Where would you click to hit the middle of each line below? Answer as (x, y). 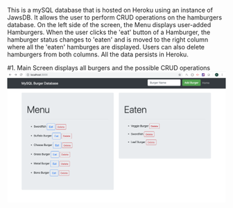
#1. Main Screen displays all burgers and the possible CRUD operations (109, 68)
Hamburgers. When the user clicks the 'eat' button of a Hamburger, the (109, 32)
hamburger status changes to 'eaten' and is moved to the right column (108, 40)
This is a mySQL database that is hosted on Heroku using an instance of (110, 10)
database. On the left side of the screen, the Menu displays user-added (109, 25)
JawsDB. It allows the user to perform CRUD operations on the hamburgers (115, 17)
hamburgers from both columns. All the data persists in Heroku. (98, 54)
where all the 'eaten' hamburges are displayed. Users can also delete (106, 47)
